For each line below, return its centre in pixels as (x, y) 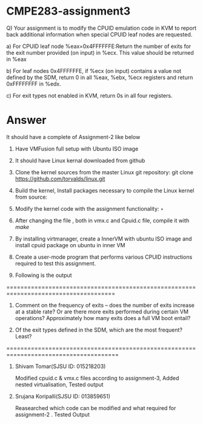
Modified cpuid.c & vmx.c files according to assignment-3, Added (97, 378)
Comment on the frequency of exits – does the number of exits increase (105, 305)
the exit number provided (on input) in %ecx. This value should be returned (100, 52)
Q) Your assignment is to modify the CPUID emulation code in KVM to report (101, 28)
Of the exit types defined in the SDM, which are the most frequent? (99, 330)
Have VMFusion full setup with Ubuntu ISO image (77, 149)
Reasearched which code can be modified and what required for (95, 408)
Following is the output (43, 275)
